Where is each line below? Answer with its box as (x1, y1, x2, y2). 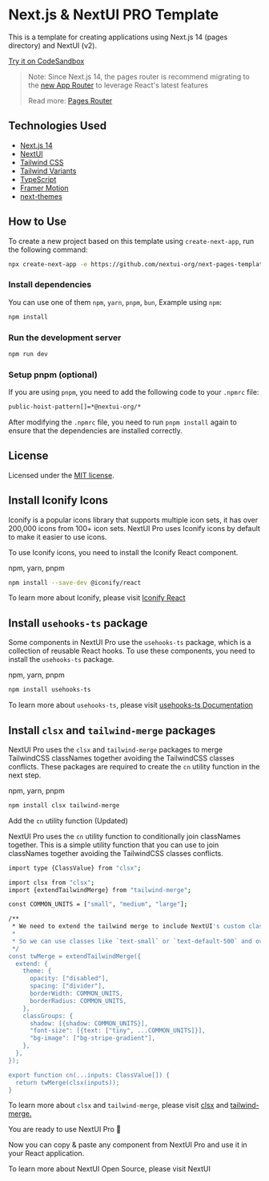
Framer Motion (19, 183, 70, 193)
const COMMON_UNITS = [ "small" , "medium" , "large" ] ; (8, 900, 188, 908)
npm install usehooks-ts (8, 686, 91, 694)
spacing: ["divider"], (29, 982, 106, 990)
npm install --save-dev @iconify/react (8, 578, 142, 586)
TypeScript (19, 174, 57, 184)
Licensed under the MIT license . (8, 470, 114, 480)
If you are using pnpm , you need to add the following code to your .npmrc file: (8, 388, 259, 397)
